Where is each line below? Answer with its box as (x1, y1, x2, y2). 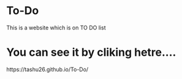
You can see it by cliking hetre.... (6, 45, 176, 59)
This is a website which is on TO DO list (6, 24, 106, 31)
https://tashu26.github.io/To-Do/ (6, 66, 89, 73)
